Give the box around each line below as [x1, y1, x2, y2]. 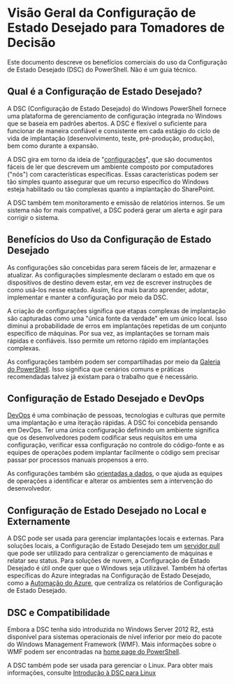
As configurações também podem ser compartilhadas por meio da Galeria [7, 357, 221, 366]
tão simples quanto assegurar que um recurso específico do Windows [7, 177, 210, 186]
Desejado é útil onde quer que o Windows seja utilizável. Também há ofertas [7, 564, 228, 573]
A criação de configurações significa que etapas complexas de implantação [7, 306, 226, 315]
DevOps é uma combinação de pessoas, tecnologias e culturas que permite [7, 411, 226, 420]
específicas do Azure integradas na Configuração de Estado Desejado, [7, 571, 212, 580]
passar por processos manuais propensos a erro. [7, 456, 149, 464]
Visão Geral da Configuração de [7, 5, 196, 21]
